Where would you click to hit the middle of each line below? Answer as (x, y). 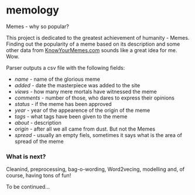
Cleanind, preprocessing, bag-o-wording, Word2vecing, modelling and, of (95, 169)
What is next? (26, 156)
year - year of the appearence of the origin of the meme (82, 110)
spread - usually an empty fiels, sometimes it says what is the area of (98, 135)
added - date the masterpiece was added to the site (77, 85)
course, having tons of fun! (39, 176)
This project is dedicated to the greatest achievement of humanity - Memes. (98, 37)
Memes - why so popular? (37, 26)
